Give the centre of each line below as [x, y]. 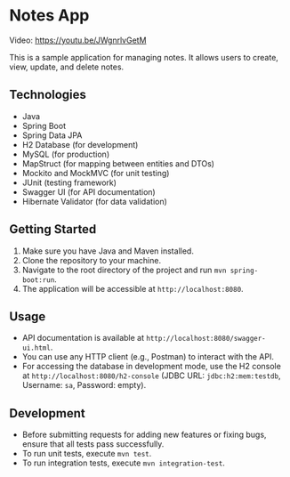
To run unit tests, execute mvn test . [87, 454]
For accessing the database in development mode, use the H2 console [152, 367]
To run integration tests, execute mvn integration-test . [123, 463]
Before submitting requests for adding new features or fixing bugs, [144, 435]
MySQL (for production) [65, 154]
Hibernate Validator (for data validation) [94, 201]
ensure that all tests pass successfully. [93, 444]
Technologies [48, 95]
